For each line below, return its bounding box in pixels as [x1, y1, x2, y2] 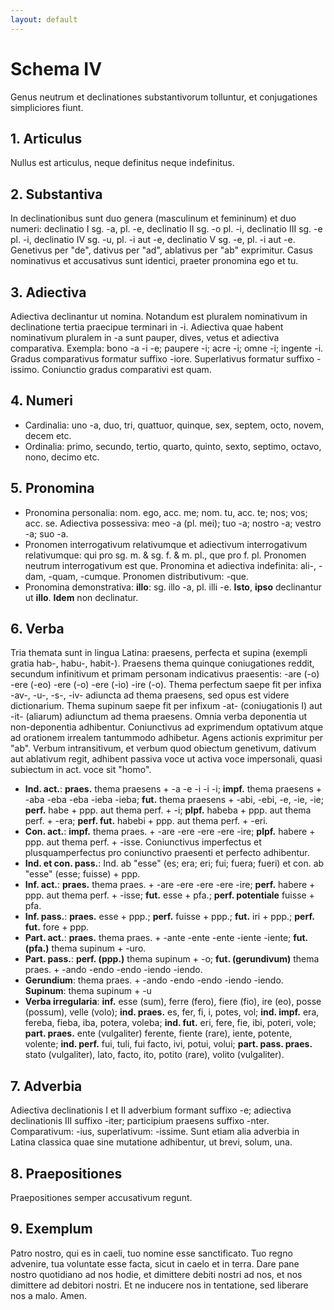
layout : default [10, 14, 78, 25]
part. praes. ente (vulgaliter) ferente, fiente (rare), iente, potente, [24, 1027, 293, 1040]
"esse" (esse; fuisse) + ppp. [24, 868, 141, 880]
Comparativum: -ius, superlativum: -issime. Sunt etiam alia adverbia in [10, 1126, 300, 1138]
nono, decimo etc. [24, 451, 100, 463]
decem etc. [24, 429, 72, 441]
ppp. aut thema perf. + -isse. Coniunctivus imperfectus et [24, 836, 262, 848]
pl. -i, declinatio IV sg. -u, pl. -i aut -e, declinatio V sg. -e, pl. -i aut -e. [10, 234, 296, 246]
